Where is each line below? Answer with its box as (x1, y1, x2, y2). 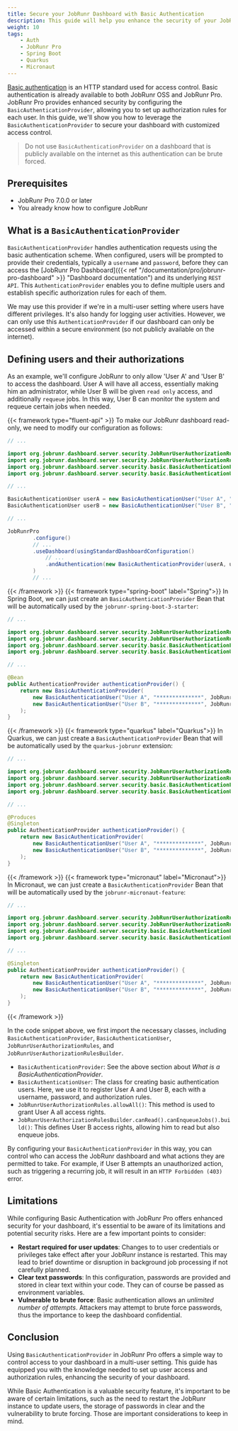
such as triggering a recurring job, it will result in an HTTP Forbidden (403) (7, 1167, 223, 1175)
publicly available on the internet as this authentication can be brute (24, 149, 223, 158)
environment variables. (17, 1287, 85, 1297)
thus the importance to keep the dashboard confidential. (17, 1310, 183, 1319)
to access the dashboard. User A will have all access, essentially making (7, 379, 219, 388)
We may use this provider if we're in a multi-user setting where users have (7, 303, 225, 311)
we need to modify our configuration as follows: (23, 423, 163, 432)
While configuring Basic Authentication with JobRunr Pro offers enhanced (7, 1214, 223, 1222)
